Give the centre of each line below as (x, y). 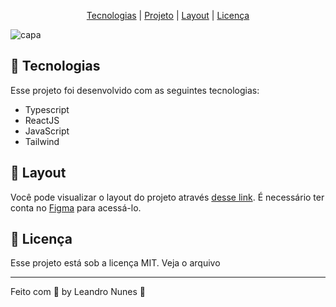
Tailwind (42, 141)
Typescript (47, 109)
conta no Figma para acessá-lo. (76, 207)
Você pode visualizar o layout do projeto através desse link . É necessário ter (167, 197)
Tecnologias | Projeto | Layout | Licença (168, 15)
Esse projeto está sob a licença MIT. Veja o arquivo (115, 263)
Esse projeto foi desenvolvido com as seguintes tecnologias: (135, 90)
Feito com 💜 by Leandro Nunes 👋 (78, 292)
